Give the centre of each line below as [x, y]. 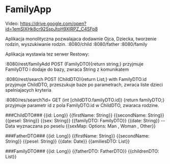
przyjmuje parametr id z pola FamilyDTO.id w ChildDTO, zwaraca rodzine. [82, 105]
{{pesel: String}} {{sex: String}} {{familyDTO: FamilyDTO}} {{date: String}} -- [85, 120]
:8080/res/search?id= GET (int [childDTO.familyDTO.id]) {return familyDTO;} [85, 100]
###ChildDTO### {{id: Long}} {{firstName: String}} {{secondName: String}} [85, 115]
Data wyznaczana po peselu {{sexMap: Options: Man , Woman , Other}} [81, 126]
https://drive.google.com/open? [53, 23]
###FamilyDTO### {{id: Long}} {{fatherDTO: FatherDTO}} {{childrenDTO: [82, 151]
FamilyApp [29, 9]
